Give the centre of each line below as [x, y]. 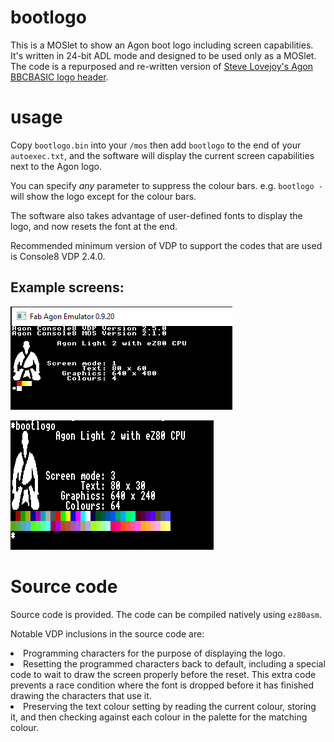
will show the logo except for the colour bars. [103, 196]
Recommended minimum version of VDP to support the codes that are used [166, 245]
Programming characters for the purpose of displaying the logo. [154, 653]
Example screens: [67, 287]
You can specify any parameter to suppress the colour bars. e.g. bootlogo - [166, 185]
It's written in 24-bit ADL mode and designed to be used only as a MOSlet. [163, 55]
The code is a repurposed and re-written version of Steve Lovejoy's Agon [162, 66]
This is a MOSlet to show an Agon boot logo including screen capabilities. [162, 45]
